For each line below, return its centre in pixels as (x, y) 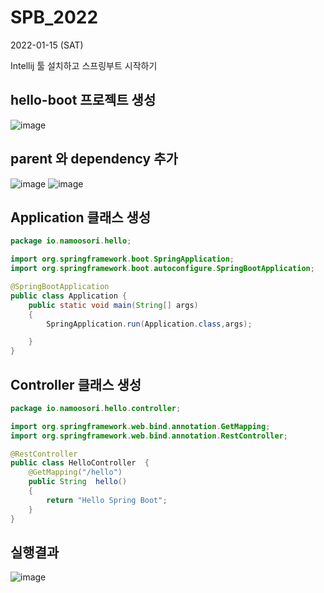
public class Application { (69, 296)
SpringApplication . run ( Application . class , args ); (149, 324)
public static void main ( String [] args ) (113, 305)
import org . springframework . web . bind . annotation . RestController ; (149, 436)
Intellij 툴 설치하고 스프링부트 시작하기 (84, 65)
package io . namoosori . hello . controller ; (96, 408)
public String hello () (78, 482)
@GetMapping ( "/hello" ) (75, 472)
